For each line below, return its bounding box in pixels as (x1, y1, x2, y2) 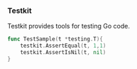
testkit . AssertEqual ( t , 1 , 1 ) (20, 42, 106, 50)
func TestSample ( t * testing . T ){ (7, 36, 103, 43)
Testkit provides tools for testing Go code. (7, 22, 130, 31)
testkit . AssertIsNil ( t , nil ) (20, 49, 106, 56)
